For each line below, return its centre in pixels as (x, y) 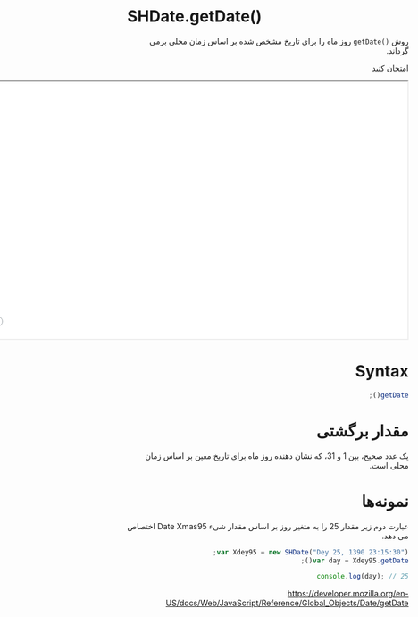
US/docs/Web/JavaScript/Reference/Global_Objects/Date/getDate (287, 603)
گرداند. (397, 50)
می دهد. (395, 536)
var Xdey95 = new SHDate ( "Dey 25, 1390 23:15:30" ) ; (311, 552)
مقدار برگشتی (362, 431)
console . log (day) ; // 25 (363, 577)
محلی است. (389, 465)
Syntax (382, 372)
